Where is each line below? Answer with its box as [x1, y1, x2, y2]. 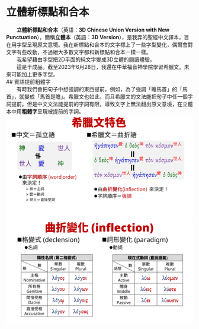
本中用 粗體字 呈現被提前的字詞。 [6, 107, 84, 115]
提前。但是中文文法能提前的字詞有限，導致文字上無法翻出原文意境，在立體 [11, 100, 193, 107]
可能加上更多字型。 [11, 71, 58, 78]
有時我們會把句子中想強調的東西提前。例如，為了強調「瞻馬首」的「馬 [16, 86, 188, 93]
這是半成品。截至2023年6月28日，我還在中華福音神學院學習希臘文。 [16, 63, 185, 70]
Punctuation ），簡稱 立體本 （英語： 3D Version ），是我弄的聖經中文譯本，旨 [6, 33, 190, 40]
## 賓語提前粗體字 [6, 78, 51, 85]
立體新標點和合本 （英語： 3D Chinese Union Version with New [17, 26, 170, 33]
